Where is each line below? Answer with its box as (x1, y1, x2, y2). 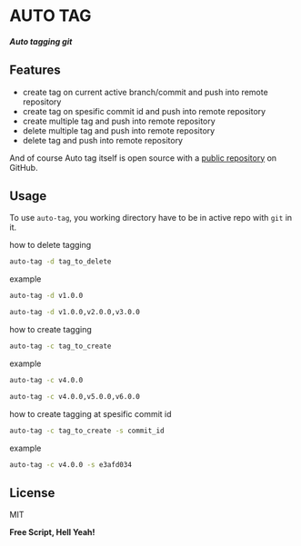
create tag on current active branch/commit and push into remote (22, 86, 268, 97)
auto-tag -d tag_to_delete (9, 257, 112, 266)
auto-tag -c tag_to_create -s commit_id (9, 426, 166, 435)
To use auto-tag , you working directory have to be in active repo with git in (9, 213, 293, 223)
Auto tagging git (9, 35, 73, 46)
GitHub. (9, 162, 38, 173)
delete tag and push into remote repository (22, 134, 184, 145)
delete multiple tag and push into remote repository (22, 124, 216, 136)
